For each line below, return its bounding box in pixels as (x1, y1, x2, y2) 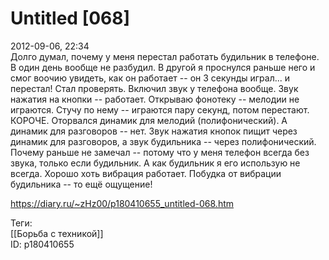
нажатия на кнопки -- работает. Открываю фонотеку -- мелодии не (10, 93, 300, 105)
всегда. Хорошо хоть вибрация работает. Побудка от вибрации (10, 167, 282, 179)
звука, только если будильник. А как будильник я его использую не (10, 157, 301, 169)
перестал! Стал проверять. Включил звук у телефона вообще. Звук (10, 82, 299, 94)
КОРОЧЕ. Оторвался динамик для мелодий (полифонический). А (10, 114, 288, 126)
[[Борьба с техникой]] (10, 227, 104, 239)
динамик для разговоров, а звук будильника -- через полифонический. (10, 135, 317, 147)
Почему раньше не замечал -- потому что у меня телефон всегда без (10, 146, 310, 158)
